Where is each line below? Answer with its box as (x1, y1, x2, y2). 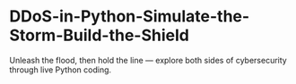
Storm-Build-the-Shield (9, 25, 190, 46)
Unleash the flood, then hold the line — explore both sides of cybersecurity (9, 55, 287, 65)
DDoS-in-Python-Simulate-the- (9, 6, 250, 27)
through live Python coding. (9, 64, 112, 75)
